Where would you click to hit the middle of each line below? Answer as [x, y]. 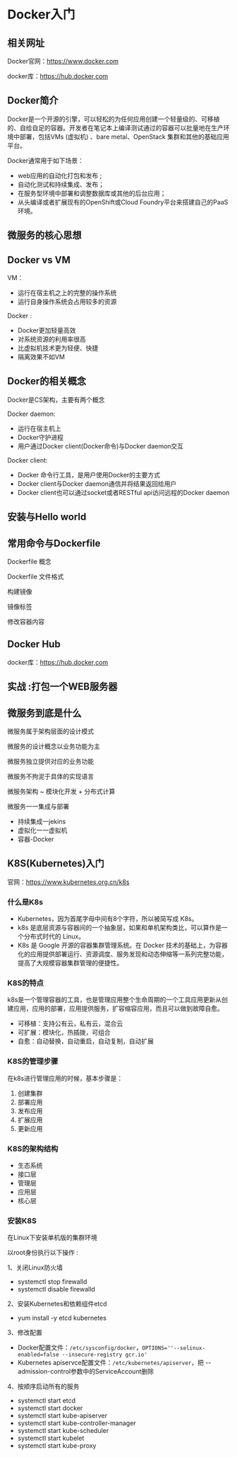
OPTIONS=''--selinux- [174, 1348]
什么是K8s [25, 902]
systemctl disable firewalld [56, 1289]
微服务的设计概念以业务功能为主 [54, 746]
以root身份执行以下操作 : [43, 1253]
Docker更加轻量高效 [47, 330]
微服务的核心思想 [44, 235]
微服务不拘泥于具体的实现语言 [50, 777]
